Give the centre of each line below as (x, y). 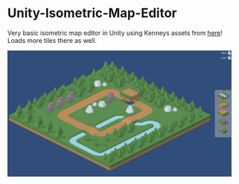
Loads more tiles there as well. (52, 40)
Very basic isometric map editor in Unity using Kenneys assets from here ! (115, 33)
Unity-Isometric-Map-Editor (92, 13)
